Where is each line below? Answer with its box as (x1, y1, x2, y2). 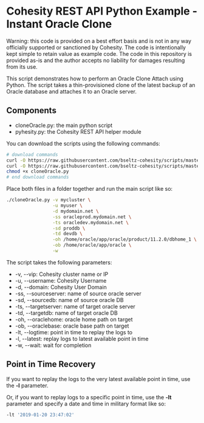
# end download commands (6, 174, 69, 181)
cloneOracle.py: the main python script (15, 122, 113, 129)
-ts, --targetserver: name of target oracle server (15, 303, 135, 310)
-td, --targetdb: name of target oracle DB (15, 309, 118, 317)
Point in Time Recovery (6, 359, 96, 370)
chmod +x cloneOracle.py (6, 168, 69, 174)
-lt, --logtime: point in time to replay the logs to (15, 328, 132, 335)
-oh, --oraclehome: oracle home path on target (15, 315, 133, 323)
